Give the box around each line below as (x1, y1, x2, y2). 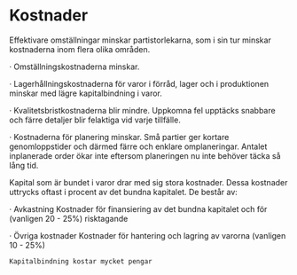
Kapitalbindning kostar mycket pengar (9, 256, 152, 266)
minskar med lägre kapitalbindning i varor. (9, 88, 162, 98)
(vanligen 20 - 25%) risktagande (9, 213, 129, 224)
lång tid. (9, 160, 39, 170)
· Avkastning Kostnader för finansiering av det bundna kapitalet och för (9, 203, 268, 214)
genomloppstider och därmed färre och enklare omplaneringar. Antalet (9, 141, 268, 152)
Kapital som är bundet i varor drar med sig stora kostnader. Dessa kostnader (9, 177, 288, 187)
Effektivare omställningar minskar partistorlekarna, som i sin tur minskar (9, 35, 272, 45)
